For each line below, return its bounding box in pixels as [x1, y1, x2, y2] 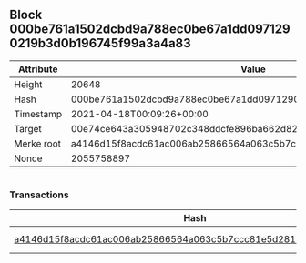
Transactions [9, 188, 70, 201]
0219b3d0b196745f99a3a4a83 [9, 35, 191, 51]
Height [14, 77, 43, 90]
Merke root [14, 137, 62, 149]
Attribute [17, 63, 58, 76]
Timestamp [14, 107, 63, 120]
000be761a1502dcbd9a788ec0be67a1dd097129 [9, 22, 291, 37]
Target [14, 122, 43, 135]
